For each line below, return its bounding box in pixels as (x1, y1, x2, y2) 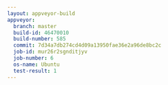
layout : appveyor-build (7, 10, 76, 17)
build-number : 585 (13, 36, 67, 42)
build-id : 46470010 (13, 29, 70, 36)
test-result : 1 (13, 67, 57, 74)
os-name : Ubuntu (13, 61, 60, 68)
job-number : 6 (13, 55, 54, 62)
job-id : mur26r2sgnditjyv (13, 49, 88, 56)
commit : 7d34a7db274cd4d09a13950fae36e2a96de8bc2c (13, 42, 162, 49)
